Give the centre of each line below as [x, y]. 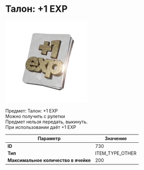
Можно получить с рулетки [35, 116]
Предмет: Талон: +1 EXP [32, 110]
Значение [116, 139]
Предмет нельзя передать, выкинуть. [47, 122]
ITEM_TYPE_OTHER [116, 153]
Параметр [49, 139]
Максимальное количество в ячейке [49, 160]
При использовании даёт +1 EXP [41, 127]
